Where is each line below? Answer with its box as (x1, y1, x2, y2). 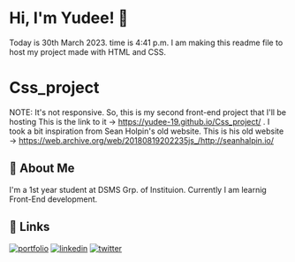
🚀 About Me (9, 161, 75, 176)
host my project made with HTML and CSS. (9, 46, 166, 57)
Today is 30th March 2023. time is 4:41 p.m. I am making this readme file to (9, 37, 284, 48)
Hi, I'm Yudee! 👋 (9, 8, 129, 28)
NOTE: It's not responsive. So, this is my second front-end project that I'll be (9, 106, 287, 118)
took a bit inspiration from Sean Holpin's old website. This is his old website (9, 126, 284, 136)
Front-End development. (9, 194, 98, 204)
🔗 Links (9, 220, 50, 235)
